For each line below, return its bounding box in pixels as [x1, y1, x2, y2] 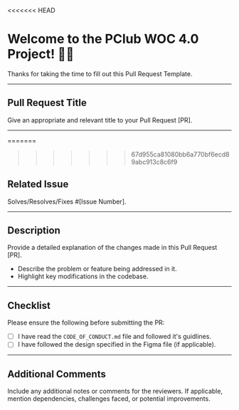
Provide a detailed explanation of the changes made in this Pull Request [7, 243, 218, 252]
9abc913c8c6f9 [131, 157, 178, 166]
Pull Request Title [7, 97, 87, 109]
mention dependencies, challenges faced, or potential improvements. [7, 394, 211, 403]
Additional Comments [7, 368, 107, 380]
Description [7, 224, 60, 236]
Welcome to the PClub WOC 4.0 [7, 31, 199, 47]
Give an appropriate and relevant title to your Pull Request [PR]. [7, 115, 193, 124]
